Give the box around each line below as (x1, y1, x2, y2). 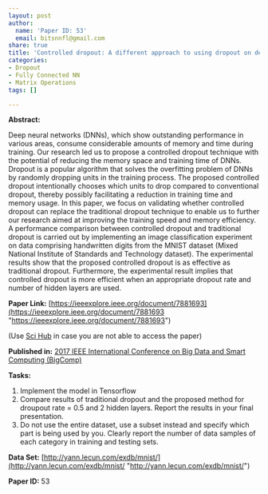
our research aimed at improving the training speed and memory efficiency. (8, 215, 257, 225)
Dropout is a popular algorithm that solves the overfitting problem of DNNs (8, 165, 254, 174)
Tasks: (8, 371, 31, 380)
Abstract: (8, 115, 41, 125)
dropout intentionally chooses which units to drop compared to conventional (8, 181, 259, 191)
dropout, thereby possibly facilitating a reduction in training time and (8, 189, 233, 200)
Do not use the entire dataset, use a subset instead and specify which (19, 420, 250, 430)
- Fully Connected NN (8, 71, 81, 79)
